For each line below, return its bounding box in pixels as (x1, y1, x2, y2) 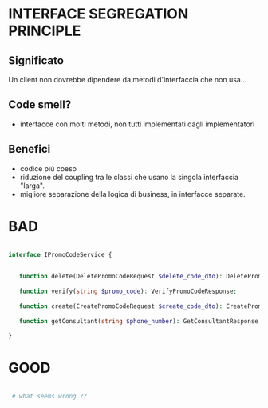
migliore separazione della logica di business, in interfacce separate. (19, 189, 246, 198)
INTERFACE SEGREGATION (8, 5, 189, 23)
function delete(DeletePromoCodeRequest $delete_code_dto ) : (18, 273, 223, 281)
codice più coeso (19, 163, 77, 173)
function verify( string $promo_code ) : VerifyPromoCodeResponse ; (18, 287, 238, 296)
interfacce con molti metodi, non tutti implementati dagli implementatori (19, 119, 255, 129)
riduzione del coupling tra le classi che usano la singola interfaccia (19, 172, 239, 182)
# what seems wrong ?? (11, 393, 88, 401)
